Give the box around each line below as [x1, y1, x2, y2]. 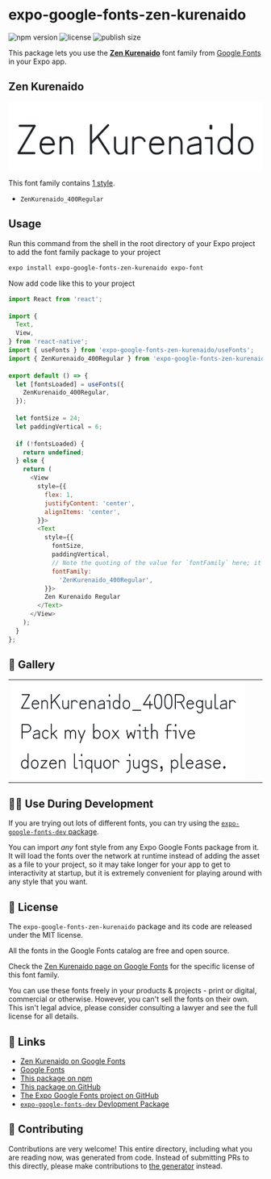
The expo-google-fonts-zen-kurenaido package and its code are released [8, 922, 252, 931]
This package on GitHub [19, 1082, 101, 1092]
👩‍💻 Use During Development [8, 796, 154, 810]
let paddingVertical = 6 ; [15, 422, 103, 431]
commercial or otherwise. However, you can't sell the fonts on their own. [8, 994, 249, 1004]
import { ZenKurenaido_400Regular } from [8, 354, 150, 362]
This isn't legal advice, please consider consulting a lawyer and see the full [8, 1003, 258, 1013]
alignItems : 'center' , [44, 508, 121, 516]
